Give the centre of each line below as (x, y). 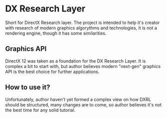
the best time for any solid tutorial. (40, 110)
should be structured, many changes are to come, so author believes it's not (83, 104)
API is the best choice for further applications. (52, 71)
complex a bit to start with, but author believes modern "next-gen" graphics (83, 66)
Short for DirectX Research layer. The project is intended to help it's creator (83, 22)
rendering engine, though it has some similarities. (56, 33)
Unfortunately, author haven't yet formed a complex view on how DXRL (78, 99)
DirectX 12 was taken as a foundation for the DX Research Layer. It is (76, 61)
